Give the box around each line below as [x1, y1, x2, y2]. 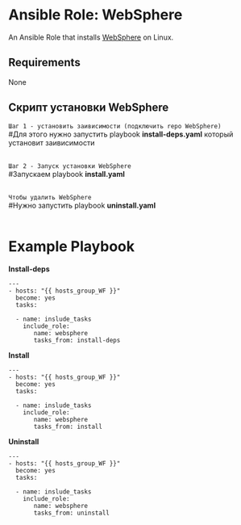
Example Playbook [8, 237, 135, 255]
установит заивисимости [8, 137, 95, 147]
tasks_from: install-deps [33, 336, 121, 344]
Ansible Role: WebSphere [8, 6, 183, 24]
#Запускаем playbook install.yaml [8, 169, 125, 178]
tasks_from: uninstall [33, 509, 110, 517]
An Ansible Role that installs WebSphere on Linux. [8, 32, 174, 42]
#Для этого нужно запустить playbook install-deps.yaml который [8, 129, 234, 139]
